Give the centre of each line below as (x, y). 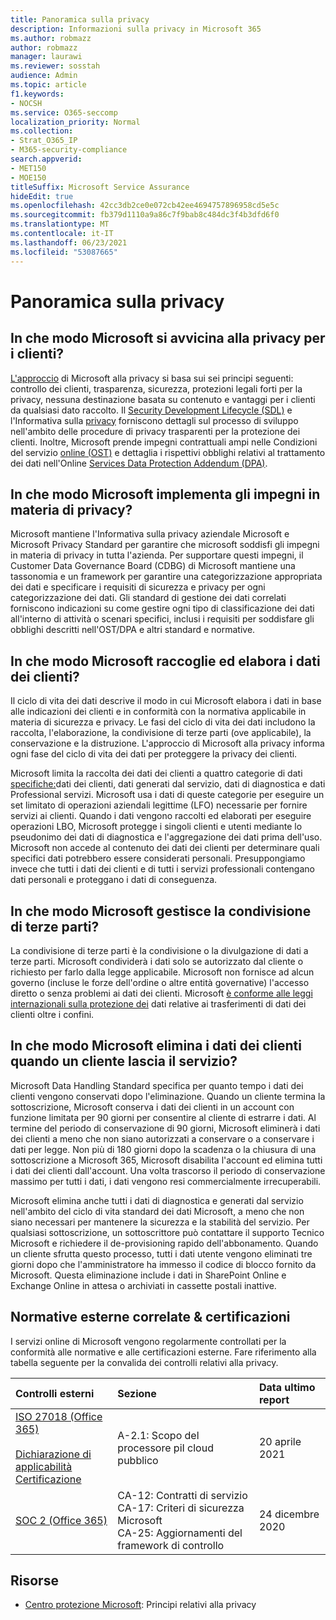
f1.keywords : (37, 94)
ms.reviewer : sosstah (55, 66)
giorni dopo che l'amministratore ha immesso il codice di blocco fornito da (163, 1264)
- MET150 (28, 168)
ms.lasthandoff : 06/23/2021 (69, 242)
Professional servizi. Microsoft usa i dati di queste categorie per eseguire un (167, 795)
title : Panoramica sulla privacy (80, 19)
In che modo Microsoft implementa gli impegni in (165, 494)
